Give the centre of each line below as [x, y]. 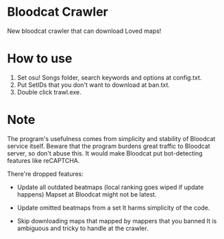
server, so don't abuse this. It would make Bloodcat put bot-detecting [105, 153]
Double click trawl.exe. [49, 92]
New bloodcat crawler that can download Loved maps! [84, 31]
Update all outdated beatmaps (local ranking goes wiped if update [110, 187]
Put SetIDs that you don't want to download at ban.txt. [93, 85]
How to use [40, 59]
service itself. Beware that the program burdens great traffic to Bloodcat [109, 146]
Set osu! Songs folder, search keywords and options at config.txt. [109, 77]
